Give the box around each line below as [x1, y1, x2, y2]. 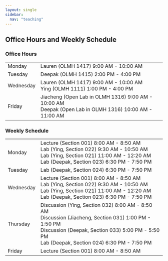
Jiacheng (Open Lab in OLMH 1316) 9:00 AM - [40, 93, 153, 100]
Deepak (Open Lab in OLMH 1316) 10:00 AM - [40, 106, 152, 113]
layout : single [5, 7, 37, 13]
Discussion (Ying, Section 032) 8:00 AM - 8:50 [40, 202, 152, 209]
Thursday [7, 220, 30, 227]
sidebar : [5, 12, 23, 17]
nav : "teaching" [9, 17, 43, 22]
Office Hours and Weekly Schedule [5, 35, 116, 44]
